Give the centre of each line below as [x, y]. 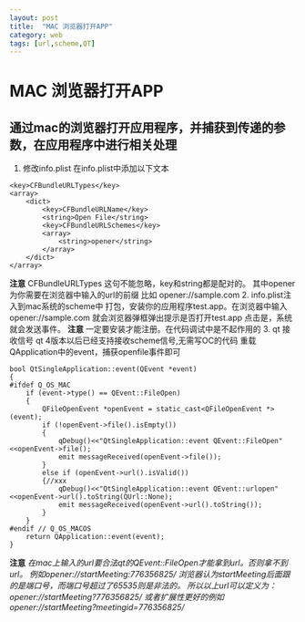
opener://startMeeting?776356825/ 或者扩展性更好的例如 [117, 597]
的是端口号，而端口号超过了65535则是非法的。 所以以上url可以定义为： [143, 586]
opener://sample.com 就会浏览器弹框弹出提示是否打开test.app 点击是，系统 [151, 318]
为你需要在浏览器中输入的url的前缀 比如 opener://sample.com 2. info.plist [147, 295]
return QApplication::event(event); [96, 537]
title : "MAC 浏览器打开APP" [61, 26]
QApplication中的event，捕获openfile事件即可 [95, 352]
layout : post [34, 18]
